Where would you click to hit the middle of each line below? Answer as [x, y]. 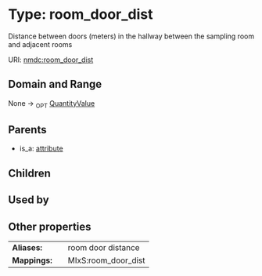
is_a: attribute [41, 149]
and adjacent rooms [40, 44]
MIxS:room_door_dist [106, 260]
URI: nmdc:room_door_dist [51, 60]
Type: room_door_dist [81, 15]
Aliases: [27, 247]
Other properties [50, 226]
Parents [27, 130]
